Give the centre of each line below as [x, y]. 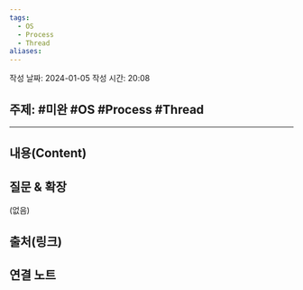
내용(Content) [48, 153]
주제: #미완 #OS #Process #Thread [107, 109]
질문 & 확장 [38, 187]
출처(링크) [36, 242]
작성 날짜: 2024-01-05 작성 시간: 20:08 [80, 79]
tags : [19, 18]
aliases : [26, 51]
